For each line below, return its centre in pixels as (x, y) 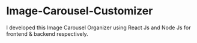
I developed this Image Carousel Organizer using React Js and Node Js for (98, 27)
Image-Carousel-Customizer (80, 11)
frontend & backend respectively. (47, 33)
